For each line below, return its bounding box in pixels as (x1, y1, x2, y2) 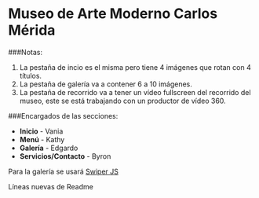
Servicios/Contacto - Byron (19, 151, 111, 161)
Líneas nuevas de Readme (8, 181, 94, 191)
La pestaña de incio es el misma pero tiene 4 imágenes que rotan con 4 (19, 62, 251, 71)
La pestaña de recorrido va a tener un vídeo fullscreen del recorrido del (19, 87, 251, 97)
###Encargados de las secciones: (8, 111, 119, 120)
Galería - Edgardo (19, 143, 78, 152)
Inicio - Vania (19, 126, 64, 136)
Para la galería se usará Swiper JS (8, 167, 119, 176)
